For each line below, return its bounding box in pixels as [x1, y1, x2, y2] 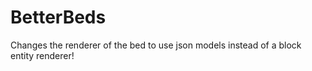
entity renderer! [10, 49, 75, 61]
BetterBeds [10, 6, 107, 29]
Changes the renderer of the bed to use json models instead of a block [10, 39, 302, 51]
